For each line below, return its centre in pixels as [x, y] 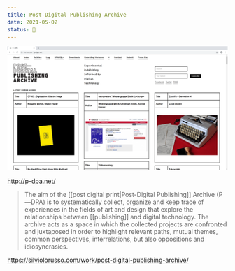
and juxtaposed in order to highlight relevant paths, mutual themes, [121, 232]
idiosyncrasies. [46, 247]
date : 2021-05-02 [33, 22]
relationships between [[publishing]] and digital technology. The [116, 217]
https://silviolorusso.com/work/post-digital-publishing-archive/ [98, 260]
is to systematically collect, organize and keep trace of [125, 202]
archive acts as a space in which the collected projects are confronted [126, 224]
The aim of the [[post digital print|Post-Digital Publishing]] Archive [120, 195]
